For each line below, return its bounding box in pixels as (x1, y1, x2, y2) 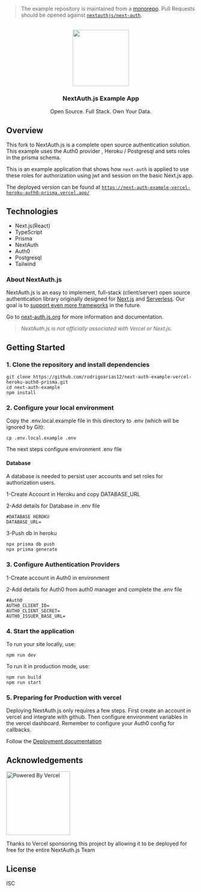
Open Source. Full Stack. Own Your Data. (50, 108, 152, 115)
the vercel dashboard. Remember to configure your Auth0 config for (6, 720, 175, 727)
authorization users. (6, 479, 56, 486)
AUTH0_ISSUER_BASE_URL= (6, 613, 66, 619)
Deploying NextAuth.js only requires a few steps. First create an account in (6, 707, 191, 714)
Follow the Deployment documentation (6, 738, 102, 745)
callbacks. (6, 726, 32, 734)
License (6, 864, 37, 874)
